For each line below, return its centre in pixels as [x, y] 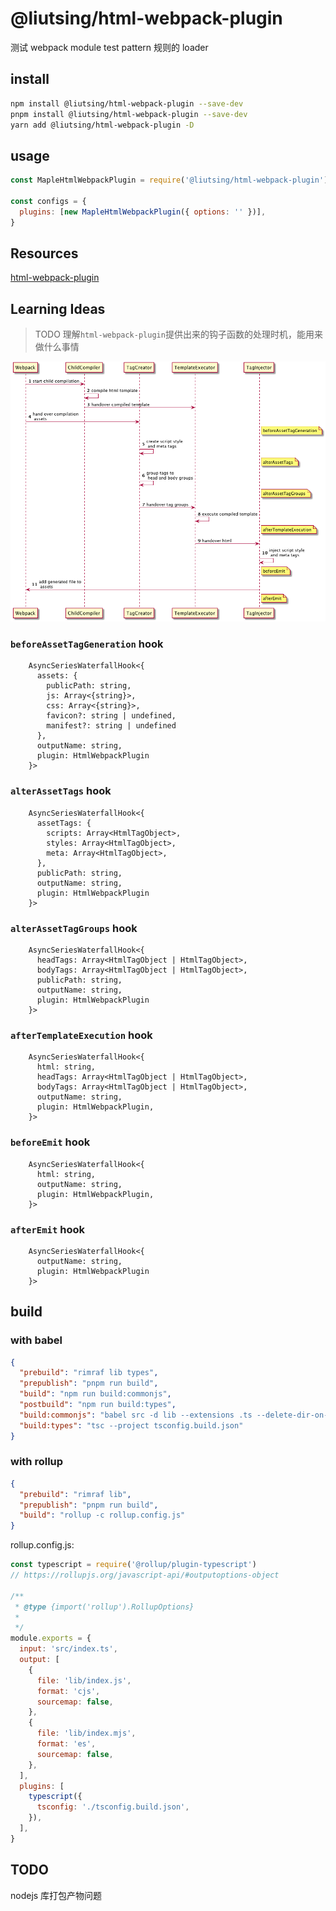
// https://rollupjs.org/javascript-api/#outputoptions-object [145, 1575]
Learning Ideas [58, 308]
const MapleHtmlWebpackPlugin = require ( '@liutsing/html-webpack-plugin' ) [169, 180]
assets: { [57, 676]
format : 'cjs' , [68, 1691]
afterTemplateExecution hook [81, 1035]
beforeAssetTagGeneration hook [87, 644]
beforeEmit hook [50, 1142]
